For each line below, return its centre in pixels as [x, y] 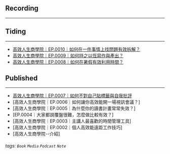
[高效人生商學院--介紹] [36, 134]
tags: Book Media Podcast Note [36, 146]
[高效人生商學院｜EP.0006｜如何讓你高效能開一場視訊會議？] [76, 102]
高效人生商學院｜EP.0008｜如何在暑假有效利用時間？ [68, 62]
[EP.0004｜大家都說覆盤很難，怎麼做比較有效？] [63, 115]
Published [22, 78]
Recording [22, 8]
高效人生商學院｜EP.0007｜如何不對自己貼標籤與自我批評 [72, 96]
